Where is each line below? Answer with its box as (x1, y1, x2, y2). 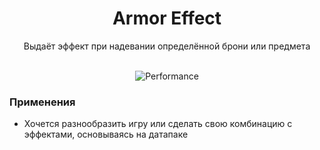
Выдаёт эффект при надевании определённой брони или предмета (23, 40, 311, 52)
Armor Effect (112, 7, 222, 30)
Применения (9, 95, 76, 109)
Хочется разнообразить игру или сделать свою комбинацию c (23, 118, 293, 130)
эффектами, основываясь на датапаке (23, 128, 189, 141)
